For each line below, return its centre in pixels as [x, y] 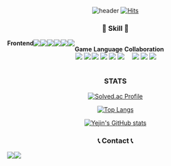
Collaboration [144, 49]
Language [108, 49]
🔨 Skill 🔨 [115, 28]
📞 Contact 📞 [115, 141]
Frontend [21, 43]
